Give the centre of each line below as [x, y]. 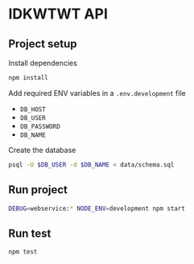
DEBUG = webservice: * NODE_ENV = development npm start [97, 208]
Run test [30, 233]
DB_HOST [33, 109]
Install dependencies [43, 63]
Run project [38, 190]
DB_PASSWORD [40, 126]
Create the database [42, 150]
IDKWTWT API [58, 14]
